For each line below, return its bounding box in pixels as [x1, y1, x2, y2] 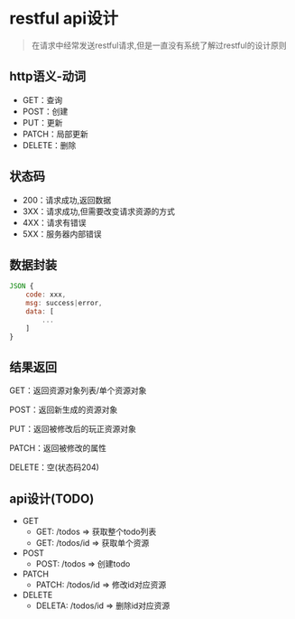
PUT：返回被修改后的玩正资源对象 [9, 424, 137, 435]
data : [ [25, 307, 54, 316]
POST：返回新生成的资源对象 [9, 404, 118, 416]
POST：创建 [22, 106, 69, 117]
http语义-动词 [9, 69, 87, 84]
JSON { [9, 282, 34, 291]
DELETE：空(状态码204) [9, 462, 99, 473]
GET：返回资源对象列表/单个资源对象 [9, 385, 147, 396]
